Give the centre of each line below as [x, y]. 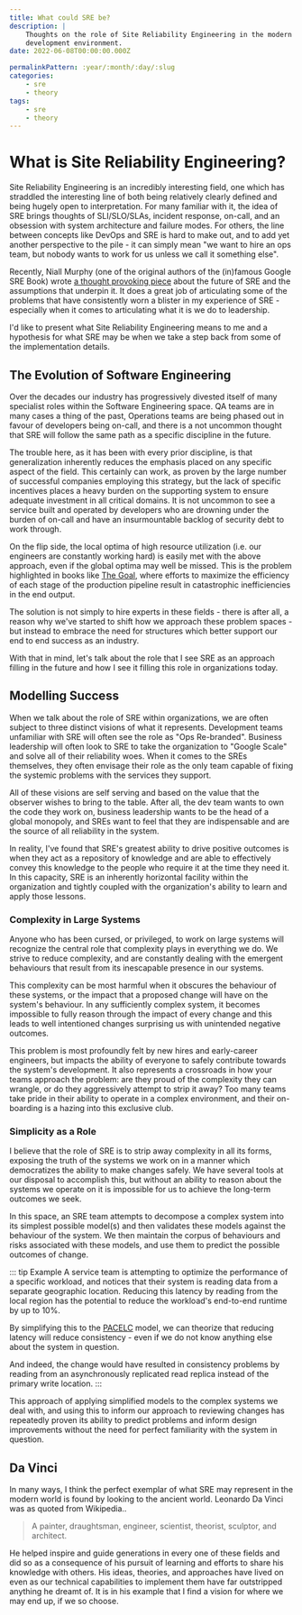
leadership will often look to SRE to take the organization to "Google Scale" [148, 746]
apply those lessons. [48, 896]
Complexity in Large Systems [75, 919]
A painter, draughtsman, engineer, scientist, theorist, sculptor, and [154, 1526]
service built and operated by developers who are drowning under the [139, 510]
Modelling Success [64, 696]
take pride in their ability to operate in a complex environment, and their [142, 1099]
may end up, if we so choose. [64, 1601]
